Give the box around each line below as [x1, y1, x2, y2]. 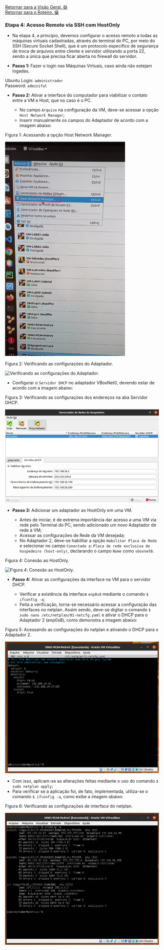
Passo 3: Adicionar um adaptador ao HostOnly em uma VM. [12, 507, 133, 513]
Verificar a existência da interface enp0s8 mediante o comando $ [19, 591, 149, 597]
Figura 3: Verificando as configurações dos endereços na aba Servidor [5, 394, 148, 400]
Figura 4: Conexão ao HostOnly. [5, 557, 69, 563]
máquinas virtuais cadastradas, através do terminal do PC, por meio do [12, 38, 155, 44]
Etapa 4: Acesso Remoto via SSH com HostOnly [5, 22, 121, 28]
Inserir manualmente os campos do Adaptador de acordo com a [19, 117, 148, 123]
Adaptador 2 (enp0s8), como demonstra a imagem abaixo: [19, 617, 138, 623]
